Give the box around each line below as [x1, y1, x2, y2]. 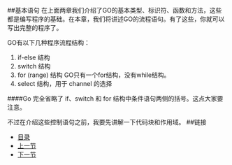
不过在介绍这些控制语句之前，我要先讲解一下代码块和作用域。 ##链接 [7, 118, 207, 126]
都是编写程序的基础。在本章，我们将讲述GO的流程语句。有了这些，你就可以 [7, 15, 225, 23]
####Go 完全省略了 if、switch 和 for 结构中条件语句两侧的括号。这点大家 [7, 94, 217, 103]
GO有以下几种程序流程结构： [7, 38, 91, 47]
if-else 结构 [17, 53, 50, 62]
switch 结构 [17, 62, 51, 70]
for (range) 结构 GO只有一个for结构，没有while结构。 [17, 71, 171, 79]
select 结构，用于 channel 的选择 [17, 80, 113, 87]
